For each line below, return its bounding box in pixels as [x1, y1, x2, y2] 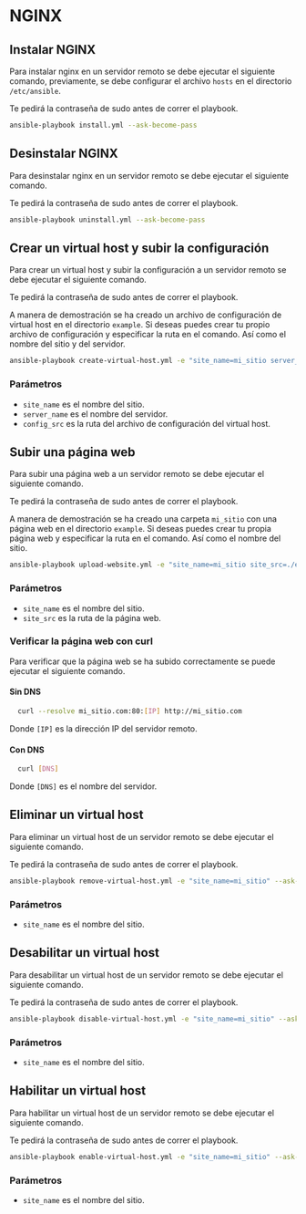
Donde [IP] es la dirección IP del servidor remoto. [9, 722, 198, 734]
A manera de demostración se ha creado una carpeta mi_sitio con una [9, 514, 278, 524]
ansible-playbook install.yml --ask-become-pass [9, 120, 198, 130]
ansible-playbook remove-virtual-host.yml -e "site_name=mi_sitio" [9, 877, 271, 886]
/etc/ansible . [9, 86, 61, 96]
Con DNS [9, 744, 45, 755]
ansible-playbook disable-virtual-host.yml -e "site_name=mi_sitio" [9, 1014, 275, 1023]
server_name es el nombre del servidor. [22, 408, 168, 420]
